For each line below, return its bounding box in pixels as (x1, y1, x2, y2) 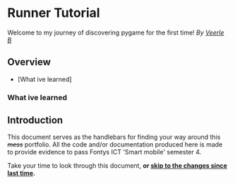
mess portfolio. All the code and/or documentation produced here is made (7, 140, 223, 149)
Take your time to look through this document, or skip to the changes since (7, 161, 228, 170)
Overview (7, 56, 52, 68)
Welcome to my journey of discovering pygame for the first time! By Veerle (7, 28, 224, 37)
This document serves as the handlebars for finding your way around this (7, 133, 221, 142)
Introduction (7, 114, 64, 126)
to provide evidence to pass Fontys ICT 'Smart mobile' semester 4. (7, 148, 202, 157)
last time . (7, 169, 35, 178)
